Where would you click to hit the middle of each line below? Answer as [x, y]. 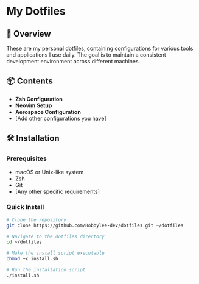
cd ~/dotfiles [24, 242]
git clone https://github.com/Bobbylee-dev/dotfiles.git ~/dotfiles [95, 225]
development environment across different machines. [73, 61]
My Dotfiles [36, 11]
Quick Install [25, 207]
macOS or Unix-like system [49, 172]
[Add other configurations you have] [61, 118]
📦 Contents [30, 81]
